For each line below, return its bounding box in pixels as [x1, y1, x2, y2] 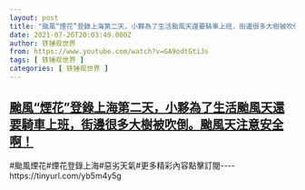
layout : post [9, 13, 59, 23]
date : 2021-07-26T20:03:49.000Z [9, 30, 132, 39]
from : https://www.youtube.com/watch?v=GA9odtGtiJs [9, 47, 209, 56]
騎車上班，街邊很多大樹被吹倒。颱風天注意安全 [21, 117, 284, 133]
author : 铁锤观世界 [9, 38, 76, 48]
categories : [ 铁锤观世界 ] [9, 65, 109, 74]
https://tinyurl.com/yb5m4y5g [9, 170, 123, 181]
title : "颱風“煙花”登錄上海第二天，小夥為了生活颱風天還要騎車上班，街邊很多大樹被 [9, 22, 287, 31]
